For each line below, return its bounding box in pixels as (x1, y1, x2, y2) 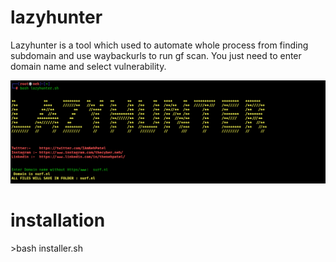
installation (10, 209, 106, 231)
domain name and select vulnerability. (10, 60, 167, 72)
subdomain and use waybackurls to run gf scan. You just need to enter (10, 49, 302, 61)
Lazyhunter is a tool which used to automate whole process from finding (10, 39, 309, 51)
